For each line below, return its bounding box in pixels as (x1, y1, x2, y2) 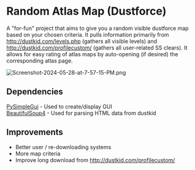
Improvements (6, 127, 63, 138)
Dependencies (6, 87, 63, 97)
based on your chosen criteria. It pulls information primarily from (6, 31, 170, 38)
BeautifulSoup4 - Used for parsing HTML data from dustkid (6, 109, 156, 117)
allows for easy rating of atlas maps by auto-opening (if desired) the (6, 50, 178, 57)
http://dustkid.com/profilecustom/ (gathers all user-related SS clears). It (6, 44, 188, 51)
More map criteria (15, 150, 61, 157)
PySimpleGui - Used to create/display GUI (6, 103, 112, 110)
